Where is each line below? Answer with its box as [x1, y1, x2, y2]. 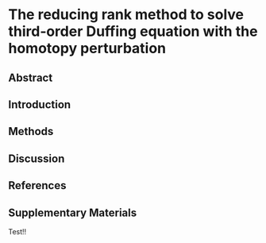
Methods [8, 125, 54, 138]
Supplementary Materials [8, 206, 137, 219]
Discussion [8, 152, 65, 165]
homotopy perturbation [8, 40, 167, 57]
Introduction [8, 98, 71, 111]
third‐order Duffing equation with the [8, 22, 258, 40]
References [8, 179, 67, 192]
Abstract [8, 71, 53, 84]
